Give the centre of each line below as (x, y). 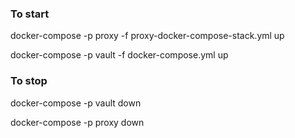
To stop (29, 81)
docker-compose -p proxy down (77, 122)
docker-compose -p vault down (76, 103)
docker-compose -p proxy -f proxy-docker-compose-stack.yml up (147, 36)
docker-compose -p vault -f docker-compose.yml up (119, 55)
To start (30, 14)
